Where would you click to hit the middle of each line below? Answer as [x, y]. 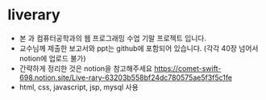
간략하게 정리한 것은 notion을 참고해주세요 [85, 68]
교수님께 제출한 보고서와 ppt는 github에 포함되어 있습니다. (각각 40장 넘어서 [139, 48]
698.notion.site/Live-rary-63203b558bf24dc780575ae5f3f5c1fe [126, 77]
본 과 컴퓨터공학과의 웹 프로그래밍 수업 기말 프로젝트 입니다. [113, 38]
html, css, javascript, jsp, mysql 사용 [79, 87]
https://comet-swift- [187, 68]
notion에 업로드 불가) [52, 58]
